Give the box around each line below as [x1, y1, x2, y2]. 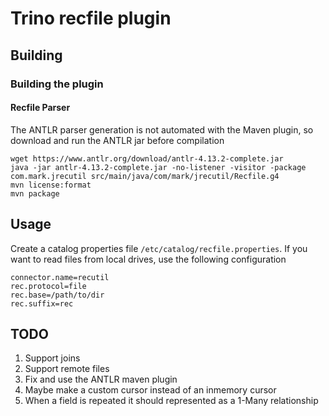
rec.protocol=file [10, 281, 87, 291]
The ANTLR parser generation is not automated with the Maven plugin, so [10, 123, 314, 136]
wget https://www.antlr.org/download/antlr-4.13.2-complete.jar [10, 153, 284, 164]
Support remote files [24, 363, 110, 375]
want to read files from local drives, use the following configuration [10, 253, 287, 265]
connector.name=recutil [10, 272, 110, 282]
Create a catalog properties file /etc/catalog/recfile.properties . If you [10, 242, 308, 254]
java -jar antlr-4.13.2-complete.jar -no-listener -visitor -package [10, 162, 307, 172]
